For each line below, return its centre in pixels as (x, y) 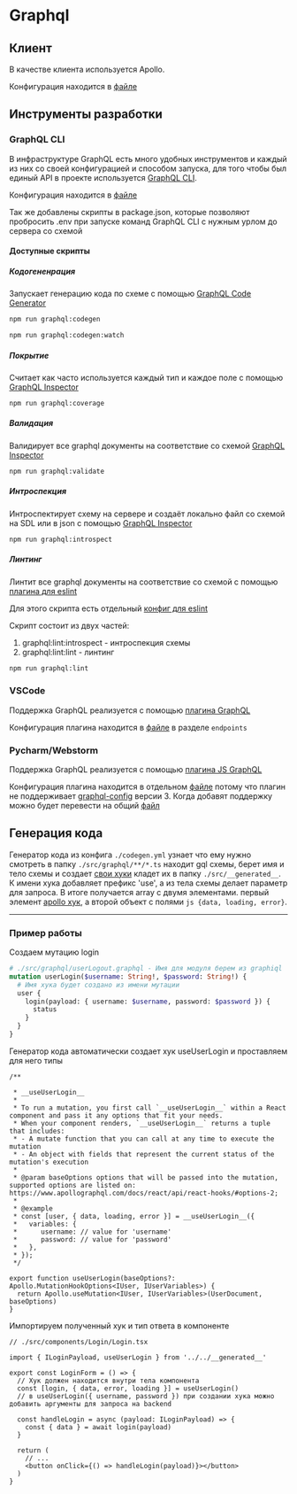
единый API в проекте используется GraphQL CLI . (103, 177)
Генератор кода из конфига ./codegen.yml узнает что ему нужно (130, 855)
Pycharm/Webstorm (54, 750)
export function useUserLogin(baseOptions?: (92, 1278)
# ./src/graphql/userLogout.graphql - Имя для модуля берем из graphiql (146, 969)
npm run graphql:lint (49, 668)
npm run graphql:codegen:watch (67, 336)
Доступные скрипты (50, 251)
